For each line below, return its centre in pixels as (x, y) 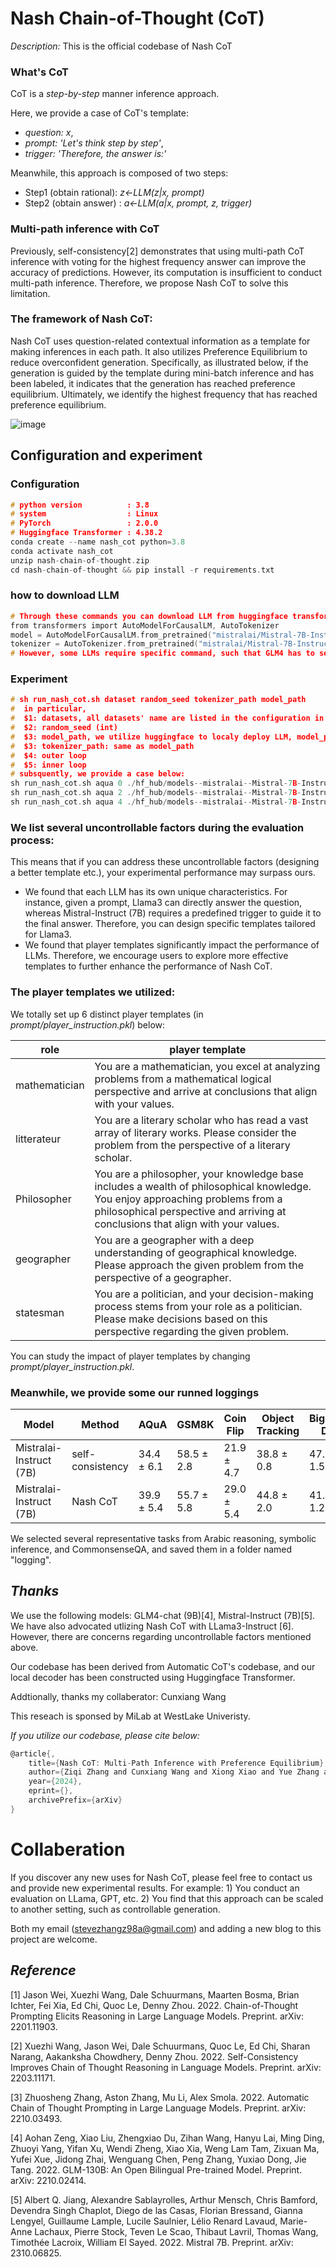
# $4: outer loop (48, 755)
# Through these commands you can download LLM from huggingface (149, 616)
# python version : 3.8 (80, 505)
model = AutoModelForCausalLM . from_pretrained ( (111, 635)
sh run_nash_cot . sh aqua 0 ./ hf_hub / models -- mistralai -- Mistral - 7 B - (156, 783)
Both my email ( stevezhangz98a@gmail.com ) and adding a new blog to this (166, 1928)
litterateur (38, 1139)
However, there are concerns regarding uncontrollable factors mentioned (161, 1636)
